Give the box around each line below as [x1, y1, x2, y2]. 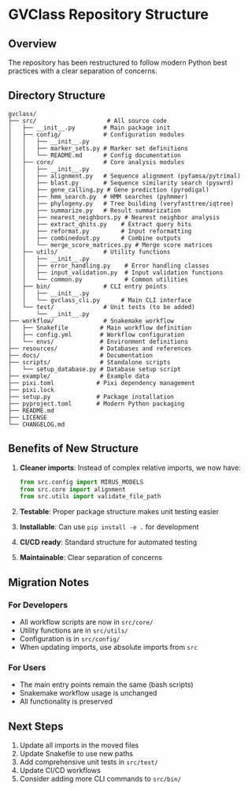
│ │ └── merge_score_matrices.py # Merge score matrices [8, 241, 213, 249]
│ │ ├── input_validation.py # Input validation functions [8, 268, 224, 277]
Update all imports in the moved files [19, 741, 139, 750]
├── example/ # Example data [8, 372, 150, 380]
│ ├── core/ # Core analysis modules [8, 158, 185, 166]
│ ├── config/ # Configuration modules [8, 130, 185, 139]
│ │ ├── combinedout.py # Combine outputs [8, 234, 181, 242]
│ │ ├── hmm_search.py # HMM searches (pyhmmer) [8, 192, 189, 200]
